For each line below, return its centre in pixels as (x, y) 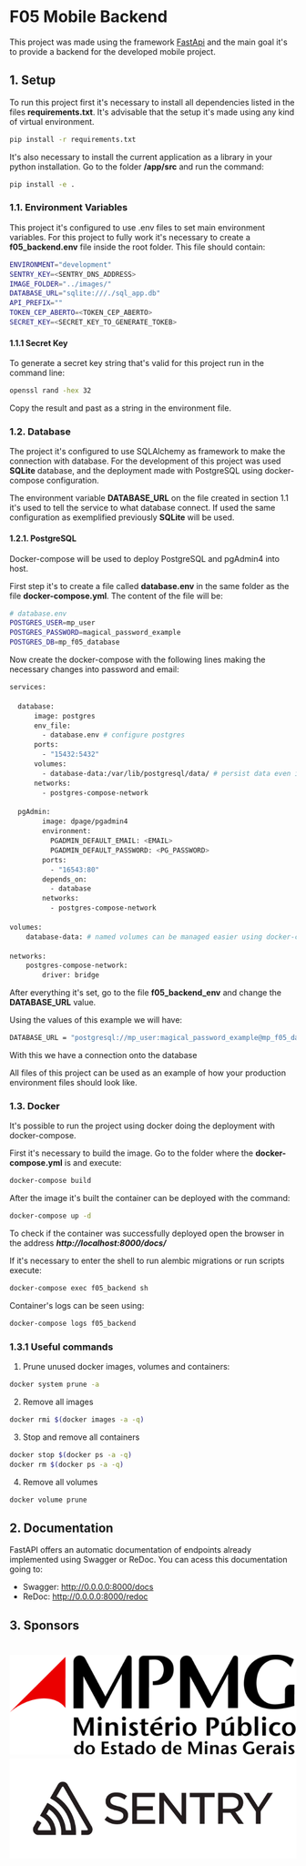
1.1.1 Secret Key (39, 342)
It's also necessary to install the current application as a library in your (141, 157)
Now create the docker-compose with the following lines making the (138, 659)
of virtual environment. (52, 121)
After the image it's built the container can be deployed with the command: (150, 1198)
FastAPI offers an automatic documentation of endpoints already (131, 1550)
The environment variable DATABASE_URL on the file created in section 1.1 (149, 498)
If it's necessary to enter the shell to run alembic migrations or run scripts (147, 1261)
